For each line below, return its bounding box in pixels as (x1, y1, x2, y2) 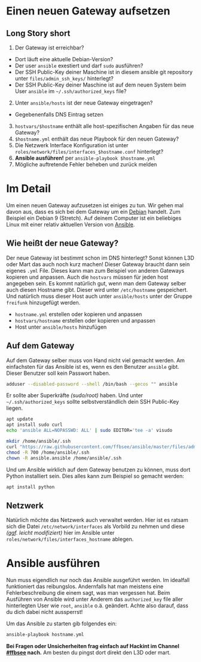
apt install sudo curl (6, 422, 63, 428)
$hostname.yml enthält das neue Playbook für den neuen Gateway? (14, 135, 179, 142)
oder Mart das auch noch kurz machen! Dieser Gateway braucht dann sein (6, 260, 190, 268)
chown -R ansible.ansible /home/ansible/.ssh (6, 455, 121, 461)
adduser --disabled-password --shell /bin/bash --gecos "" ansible (6, 381, 178, 387)
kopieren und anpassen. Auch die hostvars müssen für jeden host (6, 273, 169, 281)
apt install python (6, 484, 55, 490)
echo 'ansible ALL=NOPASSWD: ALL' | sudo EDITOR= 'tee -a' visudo (6, 428, 172, 434)
